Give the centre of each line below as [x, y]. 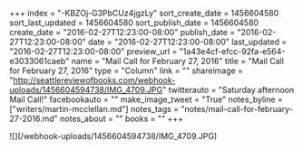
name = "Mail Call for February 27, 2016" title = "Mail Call [177, 61]
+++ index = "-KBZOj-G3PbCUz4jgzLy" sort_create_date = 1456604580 [144, 13]
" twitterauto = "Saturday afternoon [228, 90]
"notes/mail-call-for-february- [237, 109]
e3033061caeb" [39, 61]
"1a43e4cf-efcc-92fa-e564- [232, 52]
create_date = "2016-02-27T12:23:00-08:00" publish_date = [122, 32]
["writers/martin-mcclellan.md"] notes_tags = [94, 109]
